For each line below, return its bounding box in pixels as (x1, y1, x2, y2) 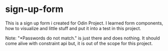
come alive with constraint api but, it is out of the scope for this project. (5, 40, 153, 46)
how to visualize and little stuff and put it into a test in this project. (5, 25, 141, 31)
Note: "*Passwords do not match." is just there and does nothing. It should (5, 35, 160, 41)
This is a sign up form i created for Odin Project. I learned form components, (5, 20, 163, 26)
